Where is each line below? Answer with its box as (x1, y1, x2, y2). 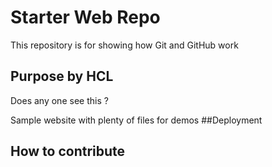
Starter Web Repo (10, 6, 161, 29)
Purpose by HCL (10, 68, 114, 85)
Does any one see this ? (10, 94, 109, 106)
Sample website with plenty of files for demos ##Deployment (10, 114, 263, 126)
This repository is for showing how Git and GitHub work (10, 39, 239, 51)
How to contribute (10, 143, 126, 160)
